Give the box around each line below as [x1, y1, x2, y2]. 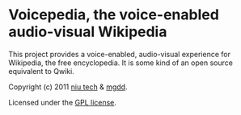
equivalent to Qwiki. [8, 66, 74, 76]
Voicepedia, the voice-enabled [8, 6, 220, 24]
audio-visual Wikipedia [8, 23, 167, 41]
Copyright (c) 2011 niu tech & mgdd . [8, 82, 128, 92]
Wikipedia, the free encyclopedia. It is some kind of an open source [8, 58, 233, 68]
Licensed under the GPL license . [8, 97, 117, 107]
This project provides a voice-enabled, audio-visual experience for [8, 49, 230, 59]
